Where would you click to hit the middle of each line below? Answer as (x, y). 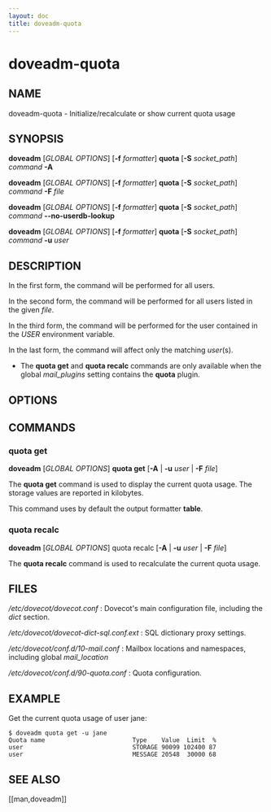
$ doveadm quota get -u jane (58, 733)
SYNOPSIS (36, 139)
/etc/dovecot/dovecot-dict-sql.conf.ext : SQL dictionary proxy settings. (127, 633)
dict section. (29, 617)
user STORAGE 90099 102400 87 (113, 748)
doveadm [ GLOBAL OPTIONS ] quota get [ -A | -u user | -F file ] (113, 469)
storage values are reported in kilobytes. (76, 493)
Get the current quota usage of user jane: (78, 718)
